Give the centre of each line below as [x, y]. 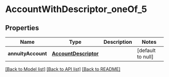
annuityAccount [27, 54]
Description [118, 42]
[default [146, 50]
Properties [22, 28]
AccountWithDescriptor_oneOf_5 [76, 9]
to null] [145, 57]
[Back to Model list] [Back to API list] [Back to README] [63, 69]
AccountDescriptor [75, 54]
